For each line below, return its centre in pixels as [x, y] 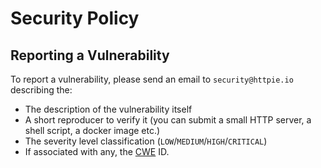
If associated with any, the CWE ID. [97, 151]
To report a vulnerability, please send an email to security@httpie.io [152, 79]
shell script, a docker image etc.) [92, 130]
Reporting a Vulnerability [90, 55]
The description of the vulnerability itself [108, 109]
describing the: [41, 90]
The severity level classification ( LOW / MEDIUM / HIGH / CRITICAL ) [146, 141]
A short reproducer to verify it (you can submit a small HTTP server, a [168, 120]
